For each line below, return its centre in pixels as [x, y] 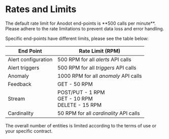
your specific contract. [29, 131]
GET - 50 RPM [75, 84]
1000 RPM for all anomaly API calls [100, 76]
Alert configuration [30, 59]
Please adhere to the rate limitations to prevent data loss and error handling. [85, 28]
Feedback [20, 84]
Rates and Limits [41, 9]
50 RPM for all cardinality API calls [99, 113]
